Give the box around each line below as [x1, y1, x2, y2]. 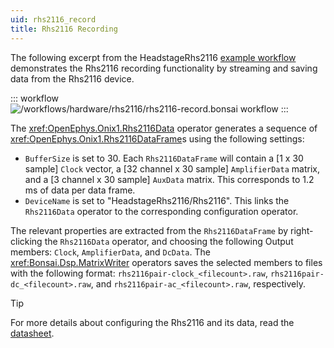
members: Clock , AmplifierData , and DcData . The [10, 246, 211, 258]
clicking [10, 235, 43, 247]
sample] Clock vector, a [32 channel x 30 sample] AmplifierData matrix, [24, 162, 320, 175]
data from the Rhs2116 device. [10, 72, 135, 85]
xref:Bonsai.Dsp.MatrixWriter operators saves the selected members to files [10, 256, 323, 268]
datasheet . [10, 327, 55, 339]
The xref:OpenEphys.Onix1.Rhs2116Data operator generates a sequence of [10, 122, 318, 134]
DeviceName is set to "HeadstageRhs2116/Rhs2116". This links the [24, 194, 290, 206]
